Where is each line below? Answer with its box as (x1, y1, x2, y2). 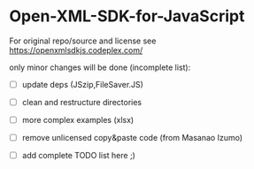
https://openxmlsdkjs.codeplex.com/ (9, 44, 143, 55)
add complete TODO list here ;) (21, 150, 135, 161)
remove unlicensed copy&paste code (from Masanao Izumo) (21, 133, 243, 143)
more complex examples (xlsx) (21, 115, 135, 126)
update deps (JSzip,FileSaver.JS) (21, 79, 144, 89)
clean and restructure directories (21, 97, 142, 107)
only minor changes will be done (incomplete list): (9, 62, 191, 73)
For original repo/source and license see (9, 35, 157, 46)
